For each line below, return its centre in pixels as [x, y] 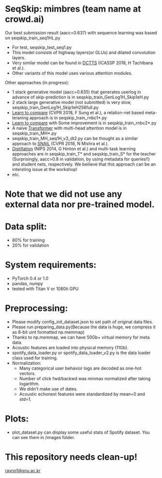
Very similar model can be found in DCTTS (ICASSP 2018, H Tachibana [82, 63]
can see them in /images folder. [43, 437]
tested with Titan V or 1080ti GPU [45, 289]
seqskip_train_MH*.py [34, 133]
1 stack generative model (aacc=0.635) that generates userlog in [76, 92]
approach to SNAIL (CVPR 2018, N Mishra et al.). [60, 143]
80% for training [28, 240]
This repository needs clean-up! [71, 457]
